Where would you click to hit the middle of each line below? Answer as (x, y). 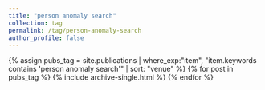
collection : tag (35, 23)
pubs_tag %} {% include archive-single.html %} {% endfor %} (111, 77)
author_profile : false (46, 38)
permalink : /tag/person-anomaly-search (75, 30)
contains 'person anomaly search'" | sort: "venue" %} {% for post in (121, 69)
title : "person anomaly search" (62, 16)
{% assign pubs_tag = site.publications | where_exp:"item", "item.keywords (132, 61)
